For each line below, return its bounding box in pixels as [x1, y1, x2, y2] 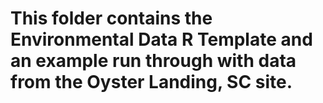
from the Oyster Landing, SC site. [10, 71, 293, 94]
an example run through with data [10, 50, 297, 72]
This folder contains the [10, 7, 213, 30]
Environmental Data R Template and [10, 28, 313, 51]
